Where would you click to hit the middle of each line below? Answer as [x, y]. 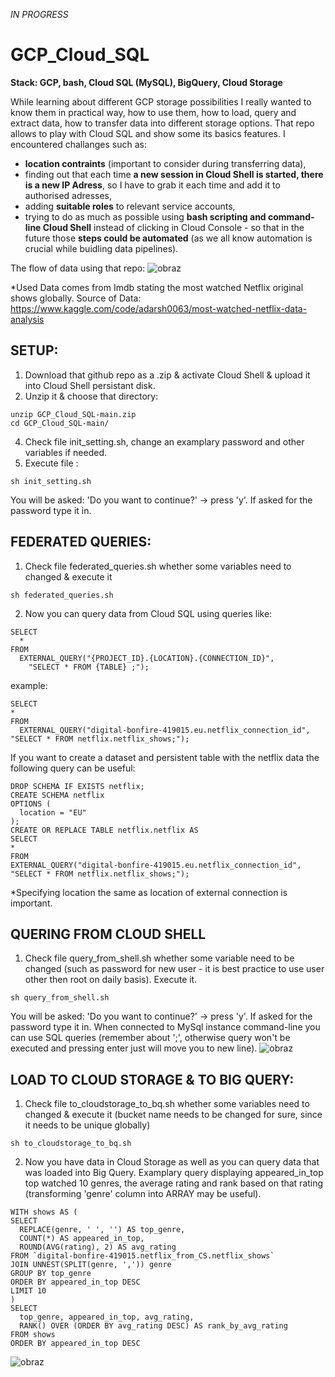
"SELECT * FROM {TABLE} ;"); [89, 667]
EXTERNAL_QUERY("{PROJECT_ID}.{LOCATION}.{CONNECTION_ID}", [147, 658]
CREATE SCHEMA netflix [57, 795]
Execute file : [51, 463]
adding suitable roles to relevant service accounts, [130, 206]
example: [29, 685]
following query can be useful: [73, 768]
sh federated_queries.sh [62, 595]
